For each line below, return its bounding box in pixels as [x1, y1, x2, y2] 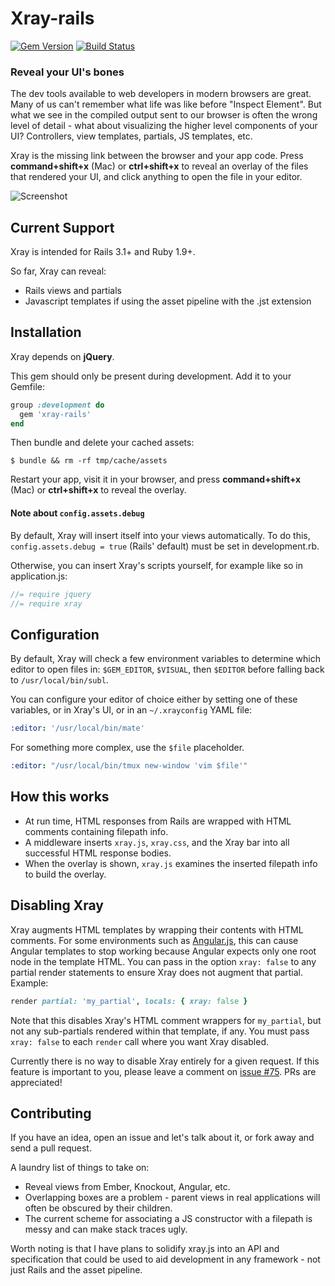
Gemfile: [10, 380, 46, 392]
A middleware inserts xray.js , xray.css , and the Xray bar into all [24, 836, 290, 848]
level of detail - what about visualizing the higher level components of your [10, 120, 318, 132]
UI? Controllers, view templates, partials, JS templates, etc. [10, 130, 253, 142]
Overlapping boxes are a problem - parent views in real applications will [24, 1192, 321, 1204]
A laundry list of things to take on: [10, 1162, 150, 1174]
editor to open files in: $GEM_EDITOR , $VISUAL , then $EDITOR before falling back [10, 663, 325, 676]
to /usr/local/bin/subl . [10, 674, 109, 686]
